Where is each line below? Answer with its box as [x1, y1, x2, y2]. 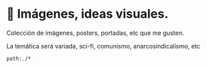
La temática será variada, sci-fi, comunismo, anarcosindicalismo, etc [6, 42, 200, 50]
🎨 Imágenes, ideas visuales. [6, 6, 169, 22]
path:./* [6, 55, 32, 62]
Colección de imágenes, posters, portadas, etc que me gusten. [6, 29, 184, 37]
